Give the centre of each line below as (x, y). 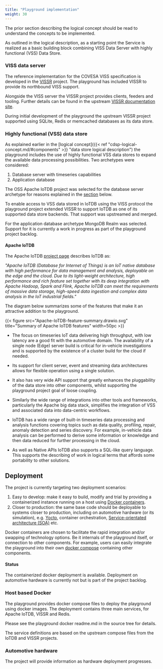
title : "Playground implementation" (42, 10)
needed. (20, 356)
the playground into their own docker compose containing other (69, 548)
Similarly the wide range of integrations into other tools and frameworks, (85, 400)
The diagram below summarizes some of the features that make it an (74, 306)
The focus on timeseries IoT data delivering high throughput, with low (82, 335)
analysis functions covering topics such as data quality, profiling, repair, (84, 425)
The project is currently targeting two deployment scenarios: (66, 487)
